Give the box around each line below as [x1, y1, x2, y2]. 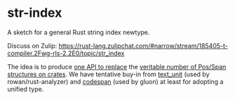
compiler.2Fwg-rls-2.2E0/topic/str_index [7, 49, 125, 57]
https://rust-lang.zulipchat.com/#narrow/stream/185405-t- [58, 41, 228, 50]
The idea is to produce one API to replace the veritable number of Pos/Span [7, 62, 227, 71]
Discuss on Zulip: [7, 41, 58, 50]
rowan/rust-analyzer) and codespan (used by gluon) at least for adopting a [7, 77, 224, 85]
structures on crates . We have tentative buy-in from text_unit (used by [7, 70, 210, 78]
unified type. [7, 85, 44, 93]
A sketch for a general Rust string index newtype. [7, 28, 150, 36]
